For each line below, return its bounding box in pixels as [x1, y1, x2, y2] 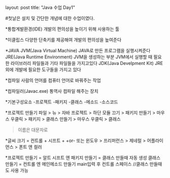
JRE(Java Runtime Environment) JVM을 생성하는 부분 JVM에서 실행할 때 [5, 54, 153, 60]
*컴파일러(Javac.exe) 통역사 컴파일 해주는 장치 [5, 88, 98, 94]
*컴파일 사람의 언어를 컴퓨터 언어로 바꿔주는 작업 [5, 78, 101, 83]
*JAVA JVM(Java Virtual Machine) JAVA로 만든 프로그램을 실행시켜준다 [5, 48, 151, 53]
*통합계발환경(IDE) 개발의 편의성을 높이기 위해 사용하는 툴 [5, 26, 120, 32]
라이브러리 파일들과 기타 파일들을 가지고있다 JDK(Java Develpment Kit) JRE [10, 60, 163, 66]
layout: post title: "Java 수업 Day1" [5, 5, 75, 10]
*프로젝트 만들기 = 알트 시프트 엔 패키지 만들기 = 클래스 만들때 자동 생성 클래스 [5, 155, 161, 161]
